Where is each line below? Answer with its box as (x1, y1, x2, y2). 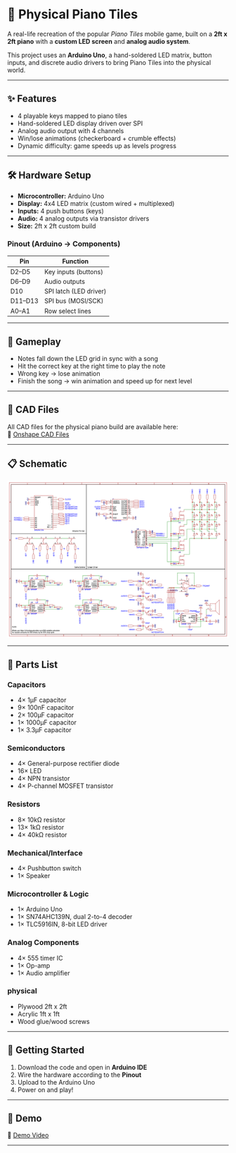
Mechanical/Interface (7, 848, 83, 858)
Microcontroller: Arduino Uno (17, 192, 105, 200)
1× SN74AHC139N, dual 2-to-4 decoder (17, 913, 133, 921)
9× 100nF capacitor (17, 703, 74, 712)
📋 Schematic (7, 458, 67, 470)
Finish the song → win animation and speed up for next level (17, 376, 192, 385)
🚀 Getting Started (7, 1044, 85, 1056)
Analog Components (7, 937, 79, 947)
